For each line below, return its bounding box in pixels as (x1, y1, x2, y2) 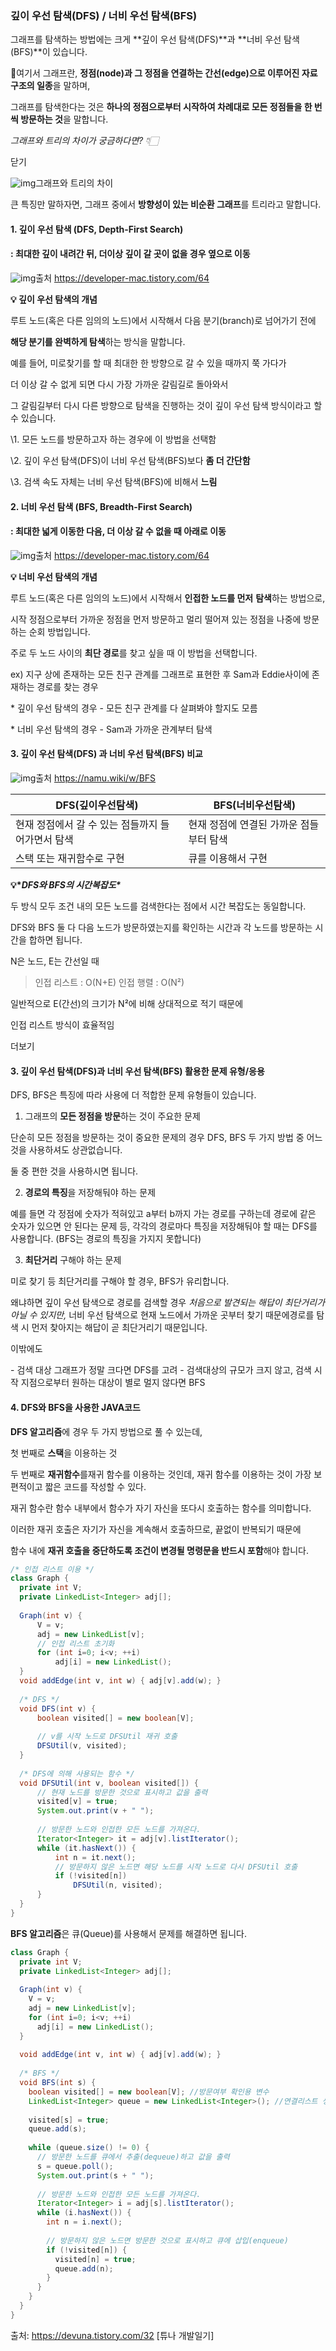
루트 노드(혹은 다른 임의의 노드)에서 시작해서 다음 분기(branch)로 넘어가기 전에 (10, 315, 317, 327)
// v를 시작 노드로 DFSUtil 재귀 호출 (36, 1732, 178, 1742)
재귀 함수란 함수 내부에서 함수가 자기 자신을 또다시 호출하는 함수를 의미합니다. (10, 1502, 312, 1514)
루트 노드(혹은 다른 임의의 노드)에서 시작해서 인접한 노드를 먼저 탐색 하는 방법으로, (10, 592, 326, 604)
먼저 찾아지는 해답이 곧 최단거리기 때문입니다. (31, 1322, 208, 1334)
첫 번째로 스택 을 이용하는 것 (10, 1447, 118, 1459)
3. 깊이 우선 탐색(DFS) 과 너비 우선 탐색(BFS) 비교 (10, 748, 203, 760)
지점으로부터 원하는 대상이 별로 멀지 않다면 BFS (20, 1377, 206, 1389)
